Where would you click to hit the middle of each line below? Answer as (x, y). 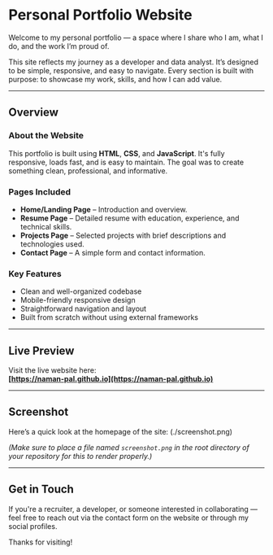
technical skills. (46, 226)
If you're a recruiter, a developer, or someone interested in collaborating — (133, 509)
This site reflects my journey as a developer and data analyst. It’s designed (133, 62)
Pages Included (40, 191)
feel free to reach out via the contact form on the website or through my (129, 518)
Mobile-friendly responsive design (78, 300)
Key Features (35, 273)
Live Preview (41, 350)
